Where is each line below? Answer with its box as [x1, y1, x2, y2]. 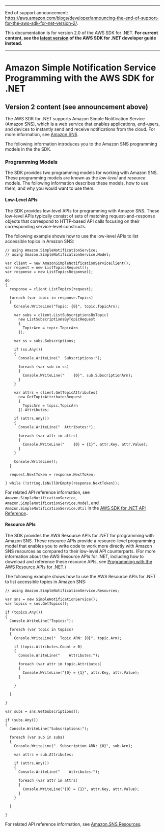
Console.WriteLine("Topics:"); [9, 618, 74, 624]
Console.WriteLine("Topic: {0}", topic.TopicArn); [14, 304, 120, 309]
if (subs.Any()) [5, 718, 38, 723]
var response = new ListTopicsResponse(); [5, 269, 93, 274]
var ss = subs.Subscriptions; [14, 338, 76, 343]
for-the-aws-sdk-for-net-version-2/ [5, 20, 77, 26]
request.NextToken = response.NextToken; [9, 472, 96, 477]
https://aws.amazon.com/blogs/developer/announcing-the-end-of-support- [5, 15, 159, 21]
